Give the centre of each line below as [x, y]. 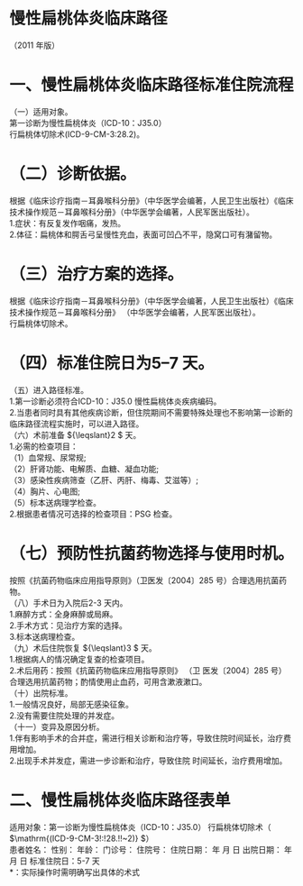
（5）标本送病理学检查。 [55, 502]
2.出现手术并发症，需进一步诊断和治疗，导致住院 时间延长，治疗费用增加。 [148, 760]
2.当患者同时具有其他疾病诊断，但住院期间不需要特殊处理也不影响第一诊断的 [151, 412]
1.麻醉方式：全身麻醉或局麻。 [64, 614]
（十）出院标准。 [41, 693]
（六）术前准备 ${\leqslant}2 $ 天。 [75, 434]
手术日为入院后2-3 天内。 [80, 603]
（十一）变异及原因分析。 [57, 726]
